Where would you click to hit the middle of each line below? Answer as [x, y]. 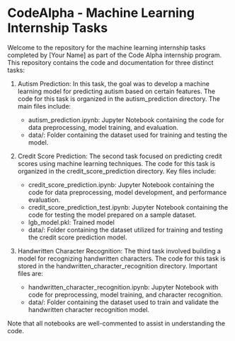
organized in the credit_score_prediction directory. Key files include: [117, 171]
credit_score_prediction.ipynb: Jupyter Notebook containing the [121, 184]
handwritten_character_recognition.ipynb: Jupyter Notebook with [123, 287]
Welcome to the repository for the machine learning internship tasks [107, 47]
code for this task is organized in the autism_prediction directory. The [119, 98]
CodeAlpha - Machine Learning [101, 13]
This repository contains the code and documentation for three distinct [110, 62]
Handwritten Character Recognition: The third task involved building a [119, 251]
